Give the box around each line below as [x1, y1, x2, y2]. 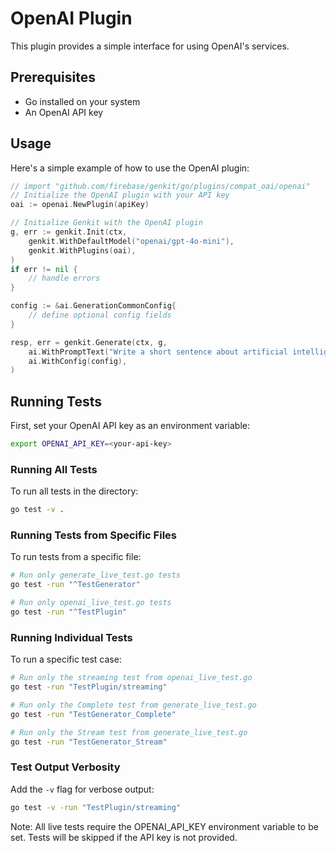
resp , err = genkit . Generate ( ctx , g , [10, 337, 168, 347]
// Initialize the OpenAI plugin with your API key [10, 190, 230, 201]
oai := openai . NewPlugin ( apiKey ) [10, 200, 150, 210]
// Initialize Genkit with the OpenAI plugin [10, 218, 203, 228]
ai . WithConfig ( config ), [28, 356, 128, 366]
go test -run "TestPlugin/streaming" [10, 682, 168, 692]
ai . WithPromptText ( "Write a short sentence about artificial [28, 347, 288, 357]
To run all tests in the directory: [10, 485, 139, 497]
